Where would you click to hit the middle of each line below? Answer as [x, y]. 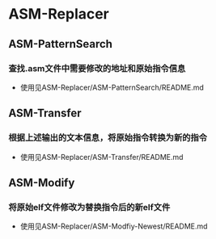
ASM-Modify [42, 182]
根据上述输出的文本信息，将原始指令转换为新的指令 [108, 138]
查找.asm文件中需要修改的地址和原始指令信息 [97, 68]
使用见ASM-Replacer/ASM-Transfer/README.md [102, 157]
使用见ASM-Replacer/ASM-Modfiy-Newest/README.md [114, 226]
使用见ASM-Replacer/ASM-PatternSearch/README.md [112, 87]
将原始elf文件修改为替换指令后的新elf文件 [89, 207]
